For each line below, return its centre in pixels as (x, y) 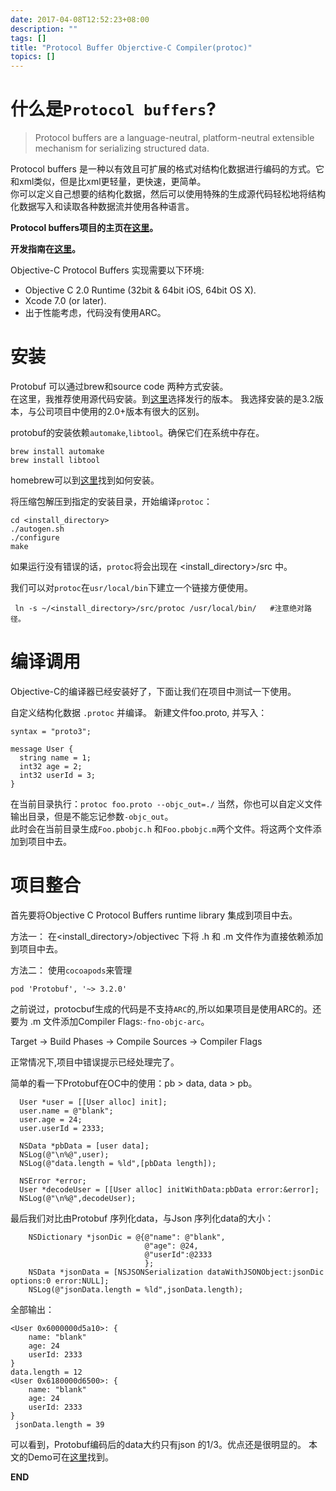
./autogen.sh (37, 529)
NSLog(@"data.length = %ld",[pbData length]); (118, 1163)
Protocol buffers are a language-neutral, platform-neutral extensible (174, 138)
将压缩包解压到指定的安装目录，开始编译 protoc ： (111, 501)
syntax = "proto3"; (51, 731)
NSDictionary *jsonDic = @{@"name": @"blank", (127, 1237)
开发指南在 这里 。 (45, 249)
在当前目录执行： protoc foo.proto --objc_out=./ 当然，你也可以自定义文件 (166, 803)
